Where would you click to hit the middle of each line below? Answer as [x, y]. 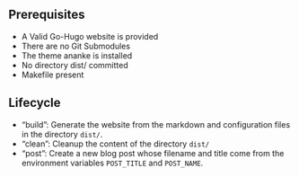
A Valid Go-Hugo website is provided [90, 36]
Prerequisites [47, 15]
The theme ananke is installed [77, 55]
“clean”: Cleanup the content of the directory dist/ [115, 144]
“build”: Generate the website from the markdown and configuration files [156, 124]
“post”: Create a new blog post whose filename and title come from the [153, 153]
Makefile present [53, 75]
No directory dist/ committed [75, 65]
